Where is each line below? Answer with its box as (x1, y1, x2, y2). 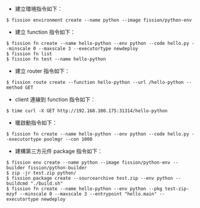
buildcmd (6, 180, 28, 186)
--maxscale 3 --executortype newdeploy (38, 46, 138, 52)
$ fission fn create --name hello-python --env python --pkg (6, 186, 163, 192)
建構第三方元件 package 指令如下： (14, 147, 103, 155)
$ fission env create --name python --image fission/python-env (6, 159, 171, 165)
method (6, 85, 23, 91)
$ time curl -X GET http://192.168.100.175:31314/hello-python (6, 108, 168, 114)
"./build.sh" (30, 180, 63, 186)
